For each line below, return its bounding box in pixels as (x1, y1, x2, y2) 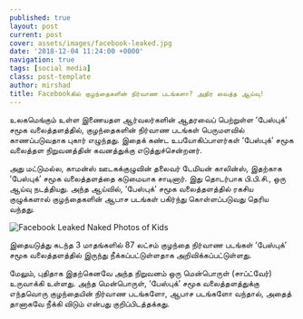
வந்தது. (9, 203, 34, 214)
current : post (9, 30, 64, 39)
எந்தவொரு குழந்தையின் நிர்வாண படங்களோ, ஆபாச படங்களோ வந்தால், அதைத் (9, 287, 292, 299)
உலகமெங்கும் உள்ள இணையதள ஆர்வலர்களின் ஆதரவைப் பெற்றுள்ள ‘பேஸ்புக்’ (9, 114, 288, 125)
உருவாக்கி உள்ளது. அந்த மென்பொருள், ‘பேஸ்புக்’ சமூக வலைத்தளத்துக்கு (9, 277, 260, 288)
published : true (9, 13, 71, 23)
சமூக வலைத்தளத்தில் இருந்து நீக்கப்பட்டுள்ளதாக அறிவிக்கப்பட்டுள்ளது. (9, 249, 252, 260)
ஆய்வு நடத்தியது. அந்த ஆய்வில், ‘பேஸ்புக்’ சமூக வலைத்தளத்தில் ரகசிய (9, 183, 254, 194)
